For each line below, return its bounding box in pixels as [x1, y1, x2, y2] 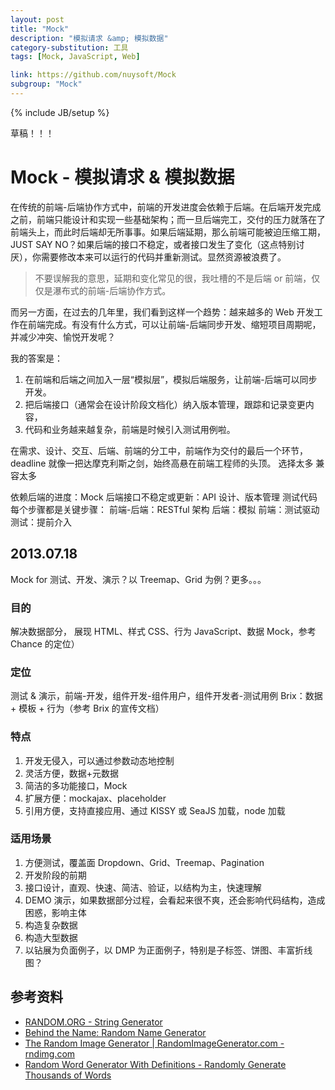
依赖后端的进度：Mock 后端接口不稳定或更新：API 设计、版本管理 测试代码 [10, 491, 318, 503]
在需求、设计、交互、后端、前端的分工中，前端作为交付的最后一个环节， [10, 444, 308, 456]
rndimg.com [24, 1047, 76, 1060]
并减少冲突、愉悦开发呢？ [10, 331, 116, 343]
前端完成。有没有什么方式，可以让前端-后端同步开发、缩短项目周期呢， [27, 318, 322, 330]
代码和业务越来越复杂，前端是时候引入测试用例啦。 [24, 423, 236, 435]
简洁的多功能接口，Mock [24, 779, 128, 791]
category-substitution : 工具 [10, 42, 129, 53]
